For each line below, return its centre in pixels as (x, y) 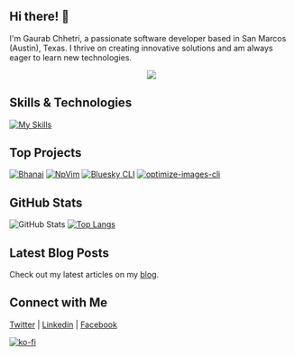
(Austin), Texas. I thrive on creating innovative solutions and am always (141, 48)
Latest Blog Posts (60, 253)
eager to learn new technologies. (71, 57)
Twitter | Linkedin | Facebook (63, 324)
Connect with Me (59, 303)
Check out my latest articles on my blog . (84, 275)
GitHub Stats (46, 202)
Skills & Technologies (71, 103)
